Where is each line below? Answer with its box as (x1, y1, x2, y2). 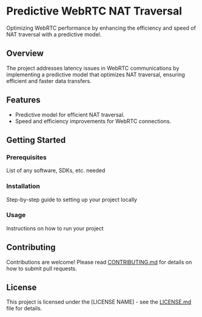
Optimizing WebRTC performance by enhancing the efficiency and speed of (6, 24, 196, 32)
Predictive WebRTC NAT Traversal (6, 4, 183, 18)
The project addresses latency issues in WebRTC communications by (6, 64, 180, 72)
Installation (6, 182, 41, 190)
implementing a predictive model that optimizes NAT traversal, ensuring (6, 71, 185, 78)
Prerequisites (6, 153, 47, 161)
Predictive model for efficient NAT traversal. (15, 111, 125, 118)
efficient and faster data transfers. (6, 77, 92, 84)
